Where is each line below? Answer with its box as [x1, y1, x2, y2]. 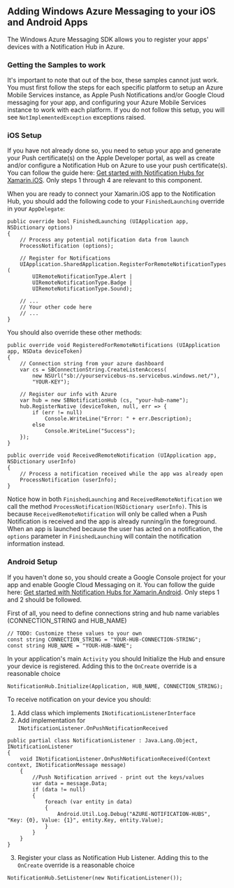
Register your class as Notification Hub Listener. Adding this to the [17, 853, 209, 861]
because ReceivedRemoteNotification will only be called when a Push [7, 510, 207, 519]
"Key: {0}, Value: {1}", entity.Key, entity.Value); [7, 817, 164, 824]
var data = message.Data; [32, 780, 108, 787]
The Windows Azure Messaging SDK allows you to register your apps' [7, 35, 209, 43]
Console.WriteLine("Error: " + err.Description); [44, 416, 192, 423]
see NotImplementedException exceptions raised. [7, 113, 146, 122]
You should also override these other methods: [7, 328, 142, 337]
